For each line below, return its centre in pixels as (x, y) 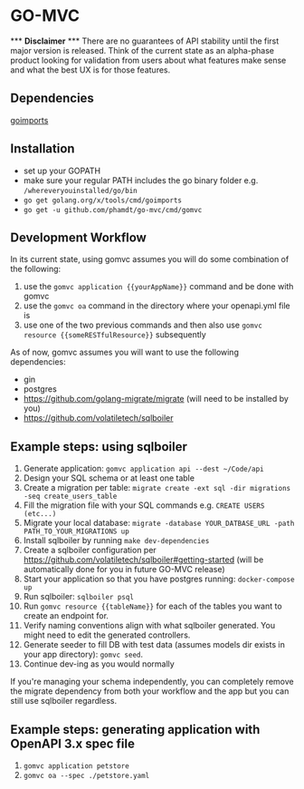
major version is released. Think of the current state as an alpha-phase (142, 50)
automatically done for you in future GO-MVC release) (124, 570)
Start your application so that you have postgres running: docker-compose (159, 579)
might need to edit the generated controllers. (107, 635)
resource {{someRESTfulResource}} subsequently (114, 335)
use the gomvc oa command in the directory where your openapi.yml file (157, 306)
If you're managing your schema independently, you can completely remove (152, 682)
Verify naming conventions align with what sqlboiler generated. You (149, 626)
